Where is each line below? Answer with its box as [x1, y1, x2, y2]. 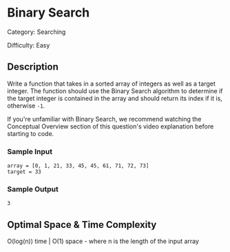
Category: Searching [7, 28, 66, 36]
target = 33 [7, 168, 41, 175]
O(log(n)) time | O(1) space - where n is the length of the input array [7, 237, 200, 246]
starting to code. [7, 129, 54, 137]
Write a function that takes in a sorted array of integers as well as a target [7, 79, 216, 88]
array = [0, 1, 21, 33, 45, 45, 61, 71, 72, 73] [7, 162, 149, 170]
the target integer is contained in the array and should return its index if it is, [7, 94, 222, 102]
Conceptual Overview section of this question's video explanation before [7, 122, 214, 130]
